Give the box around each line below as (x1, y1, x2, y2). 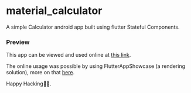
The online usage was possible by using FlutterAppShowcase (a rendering (6, 63, 186, 70)
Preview (6, 38, 30, 46)
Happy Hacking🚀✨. (6, 80, 52, 87)
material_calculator (6, 4, 103, 18)
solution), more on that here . (6, 69, 75, 76)
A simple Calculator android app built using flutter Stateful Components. (6, 23, 180, 30)
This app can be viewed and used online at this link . (6, 51, 131, 58)
